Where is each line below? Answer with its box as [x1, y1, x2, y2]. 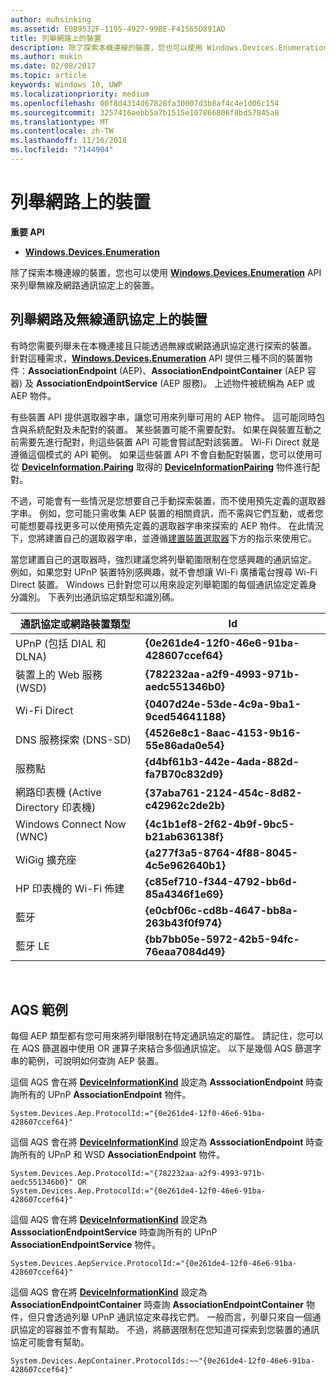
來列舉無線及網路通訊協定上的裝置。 [10, 279, 160, 291]
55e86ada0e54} [144, 738, 225, 752]
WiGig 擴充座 [15, 852, 77, 866]
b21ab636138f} [144, 829, 224, 843]
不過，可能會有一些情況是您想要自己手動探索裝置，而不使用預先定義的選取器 [10, 494, 326, 506]
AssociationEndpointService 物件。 [10, 1239, 162, 1251]
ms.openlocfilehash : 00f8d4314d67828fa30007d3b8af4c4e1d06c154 [10, 98, 280, 108]
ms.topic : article [10, 71, 87, 81]
